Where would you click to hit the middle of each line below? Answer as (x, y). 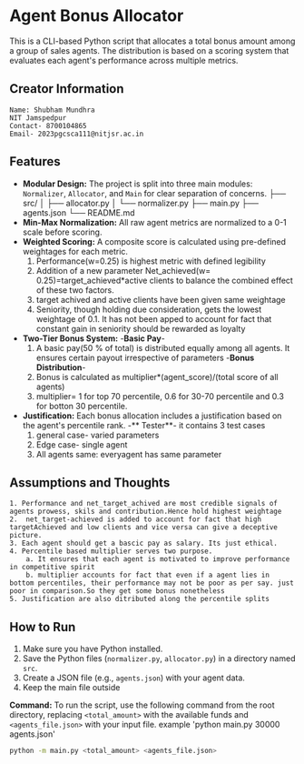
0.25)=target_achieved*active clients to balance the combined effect (164, 280)
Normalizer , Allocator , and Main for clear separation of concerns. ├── (154, 193)
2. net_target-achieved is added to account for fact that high (135, 519)
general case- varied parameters (98, 435)
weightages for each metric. (75, 251)
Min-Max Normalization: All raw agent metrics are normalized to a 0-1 (155, 222)
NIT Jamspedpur (38, 118)
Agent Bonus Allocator (97, 16)
